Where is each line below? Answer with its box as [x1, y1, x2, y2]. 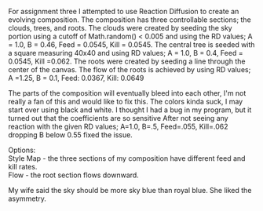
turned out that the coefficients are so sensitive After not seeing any [8, 114, 229, 122]
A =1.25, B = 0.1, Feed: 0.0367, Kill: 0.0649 [8, 74, 144, 82]
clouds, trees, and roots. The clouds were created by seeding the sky [8, 24, 233, 32]
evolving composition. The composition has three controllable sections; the [8, 15, 251, 24]
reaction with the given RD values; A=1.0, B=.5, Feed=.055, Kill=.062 [8, 122, 228, 131]
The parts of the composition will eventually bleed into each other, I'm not [8, 89, 247, 97]
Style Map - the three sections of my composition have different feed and [8, 154, 246, 163]
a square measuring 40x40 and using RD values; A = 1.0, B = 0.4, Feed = [8, 49, 243, 57]
